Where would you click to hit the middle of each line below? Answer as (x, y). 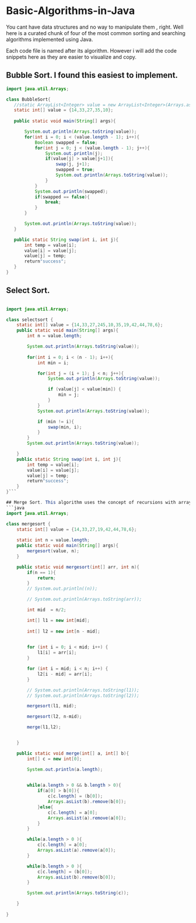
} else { (45, 807)
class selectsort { (30, 320)
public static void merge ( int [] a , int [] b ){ (73, 753)
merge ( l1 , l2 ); (44, 727)
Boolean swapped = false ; (66, 142)
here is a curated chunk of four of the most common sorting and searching (96, 33)
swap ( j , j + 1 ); (73, 164)
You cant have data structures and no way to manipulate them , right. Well (95, 27)
